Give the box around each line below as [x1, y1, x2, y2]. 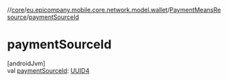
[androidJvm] [7, 59, 46, 67]
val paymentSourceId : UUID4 [7, 66, 90, 74]
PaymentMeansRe [169, 6, 221, 14]
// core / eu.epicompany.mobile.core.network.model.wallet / [7, 6, 170, 14]
